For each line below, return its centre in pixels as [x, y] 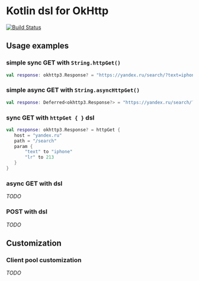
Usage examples [38, 46]
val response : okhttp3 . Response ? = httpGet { [63, 130]
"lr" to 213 [39, 157]
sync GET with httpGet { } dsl [50, 118]
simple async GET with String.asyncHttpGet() [73, 90]
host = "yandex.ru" [38, 135]
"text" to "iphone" [49, 152]
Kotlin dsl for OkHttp [57, 11]
